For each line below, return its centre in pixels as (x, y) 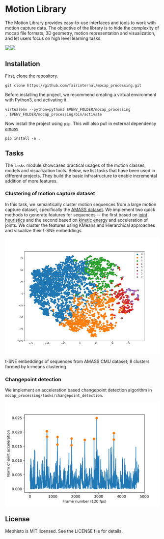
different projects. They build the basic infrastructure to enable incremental (81, 176)
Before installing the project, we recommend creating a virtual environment (81, 94)
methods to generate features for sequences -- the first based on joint (76, 214)
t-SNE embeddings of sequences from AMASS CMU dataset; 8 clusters (77, 361)
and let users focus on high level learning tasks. (53, 38)
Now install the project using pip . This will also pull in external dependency (81, 123)
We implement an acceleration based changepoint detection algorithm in (79, 390)
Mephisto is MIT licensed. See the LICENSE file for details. (64, 531)
